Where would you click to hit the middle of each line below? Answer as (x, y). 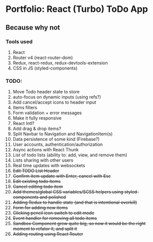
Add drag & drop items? (37, 129)
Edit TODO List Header (36, 171)
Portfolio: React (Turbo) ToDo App (77, 9)
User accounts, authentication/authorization (58, 144)
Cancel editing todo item (38, 186)
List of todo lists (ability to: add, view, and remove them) (70, 155)
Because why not (33, 28)
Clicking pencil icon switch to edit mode (53, 213)
